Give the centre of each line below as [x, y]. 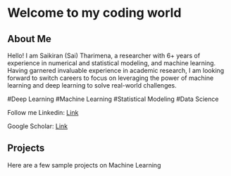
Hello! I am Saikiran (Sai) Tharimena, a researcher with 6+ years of [104, 55]
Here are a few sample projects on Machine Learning [84, 165]
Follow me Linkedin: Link [43, 113]
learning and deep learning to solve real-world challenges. [92, 85]
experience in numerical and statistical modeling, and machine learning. [112, 63]
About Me [29, 39]
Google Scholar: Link [38, 126]
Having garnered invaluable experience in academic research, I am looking [116, 70]
